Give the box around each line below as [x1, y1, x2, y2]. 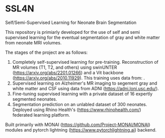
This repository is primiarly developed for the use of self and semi [5, 29, 140, 35]
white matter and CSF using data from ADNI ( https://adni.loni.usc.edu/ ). [12, 85, 159, 91]
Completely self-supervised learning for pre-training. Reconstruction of [12, 59, 159, 65]
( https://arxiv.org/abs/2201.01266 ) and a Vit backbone [12, 69, 124, 75]
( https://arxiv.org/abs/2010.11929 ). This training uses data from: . [12, 75, 145, 81]
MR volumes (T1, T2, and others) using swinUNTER [12, 64, 117, 70]
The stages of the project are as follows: [5, 49, 88, 55]
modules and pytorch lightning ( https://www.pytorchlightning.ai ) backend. [5, 127, 157, 133]
